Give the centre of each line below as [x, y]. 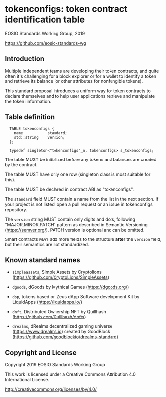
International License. [27, 380]
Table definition [30, 117]
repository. [16, 209]
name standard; [41, 133]
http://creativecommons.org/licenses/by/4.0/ [51, 389]
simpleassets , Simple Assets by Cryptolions [57, 272]
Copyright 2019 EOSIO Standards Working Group [55, 365]
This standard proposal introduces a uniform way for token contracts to [78, 91]
